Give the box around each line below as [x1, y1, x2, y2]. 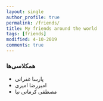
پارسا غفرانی [14, 75, 44, 82]
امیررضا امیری [14, 82, 47, 89]
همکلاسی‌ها [6, 62, 36, 70]
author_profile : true [6, 14, 60, 20]
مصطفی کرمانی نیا [14, 88, 57, 96]
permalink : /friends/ [6, 20, 60, 26]
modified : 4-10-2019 [6, 36, 58, 42]
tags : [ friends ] [6, 31, 46, 37]
